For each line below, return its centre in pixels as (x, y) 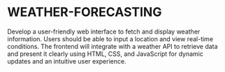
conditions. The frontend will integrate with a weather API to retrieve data (112, 46)
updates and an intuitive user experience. (67, 61)
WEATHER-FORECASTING (85, 12)
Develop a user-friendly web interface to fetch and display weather (104, 31)
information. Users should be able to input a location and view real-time (110, 38)
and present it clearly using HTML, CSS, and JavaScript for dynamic (106, 54)
